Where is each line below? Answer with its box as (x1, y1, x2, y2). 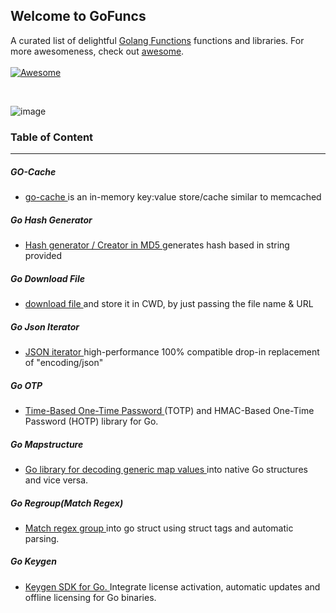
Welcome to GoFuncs (10, 8, 147, 25)
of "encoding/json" (24, 356, 104, 368)
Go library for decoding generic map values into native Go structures (24, 463, 308, 475)
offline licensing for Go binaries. (24, 591, 157, 603)
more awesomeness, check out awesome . (10, 45, 185, 57)
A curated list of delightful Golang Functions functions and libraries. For (10, 34, 305, 46)
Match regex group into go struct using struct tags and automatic (24, 522, 294, 534)
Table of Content (10, 130, 94, 144)
